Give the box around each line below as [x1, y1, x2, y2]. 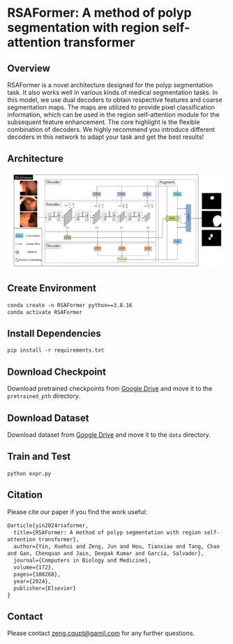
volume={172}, [13, 564, 54, 571]
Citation [7, 489, 43, 501]
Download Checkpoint [7, 366, 107, 377]
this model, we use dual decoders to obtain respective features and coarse [7, 96, 223, 104]
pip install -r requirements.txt [7, 347, 105, 354]
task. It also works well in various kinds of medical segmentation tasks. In [7, 89, 218, 96]
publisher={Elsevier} [13, 585, 77, 592]
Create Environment [7, 283, 96, 294]
